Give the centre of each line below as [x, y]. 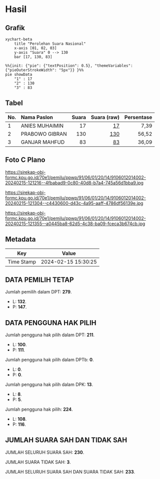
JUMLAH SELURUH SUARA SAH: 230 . [45, 452]
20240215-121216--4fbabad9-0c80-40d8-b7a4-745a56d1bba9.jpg [74, 182]
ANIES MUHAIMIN [42, 126]
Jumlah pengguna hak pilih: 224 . [39, 409]
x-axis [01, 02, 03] [35, 48]
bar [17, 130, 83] [33, 57]
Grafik [15, 28]
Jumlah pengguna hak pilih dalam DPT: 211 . [50, 335]
